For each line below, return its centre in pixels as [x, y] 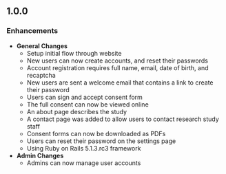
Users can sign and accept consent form [84, 97]
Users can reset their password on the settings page [101, 141]
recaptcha [41, 75]
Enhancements [32, 31]
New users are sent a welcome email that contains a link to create [120, 83]
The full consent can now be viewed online [88, 104]
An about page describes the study [77, 111]
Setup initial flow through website [74, 53]
